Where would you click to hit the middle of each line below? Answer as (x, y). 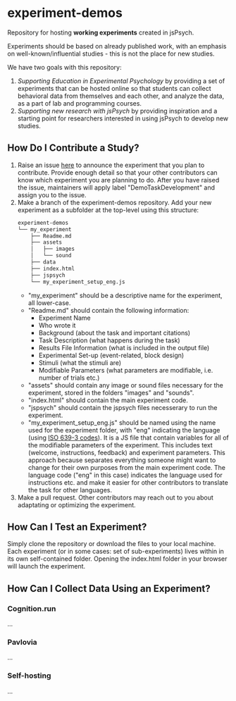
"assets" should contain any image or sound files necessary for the (125, 385)
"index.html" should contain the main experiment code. (108, 400)
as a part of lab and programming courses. (80, 103)
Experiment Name (65, 318)
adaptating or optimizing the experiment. (76, 504)
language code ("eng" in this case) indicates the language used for (125, 475)
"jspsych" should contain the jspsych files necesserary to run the (123, 407)
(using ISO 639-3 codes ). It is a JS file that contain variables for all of (128, 438)
